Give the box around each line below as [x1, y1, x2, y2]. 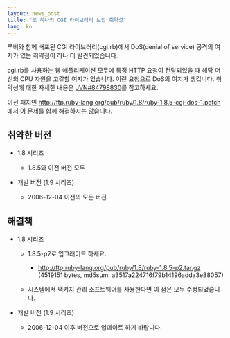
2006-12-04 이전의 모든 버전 [27, 193, 107, 202]
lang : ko [7, 23, 33, 30]
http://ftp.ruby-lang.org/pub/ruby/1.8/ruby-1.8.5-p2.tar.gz [37, 264, 201, 272]
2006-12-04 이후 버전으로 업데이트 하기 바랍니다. [27, 323, 163, 331]
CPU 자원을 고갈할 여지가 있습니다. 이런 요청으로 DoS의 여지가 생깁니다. [19, 75, 215, 83]
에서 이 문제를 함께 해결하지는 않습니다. [7, 107, 113, 115]
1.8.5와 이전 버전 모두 [27, 163, 85, 172]
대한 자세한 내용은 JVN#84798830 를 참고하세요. [25, 84, 159, 92]
